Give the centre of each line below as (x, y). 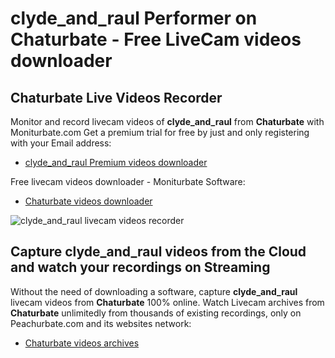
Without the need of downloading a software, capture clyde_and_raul (154, 291)
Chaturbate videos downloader (88, 201)
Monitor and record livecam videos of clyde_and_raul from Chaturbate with (167, 121)
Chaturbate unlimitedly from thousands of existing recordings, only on (156, 313)
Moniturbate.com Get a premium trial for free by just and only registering (160, 132)
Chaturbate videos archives (82, 343)
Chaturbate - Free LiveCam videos (156, 39)
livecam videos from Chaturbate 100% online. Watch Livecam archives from (167, 302)
